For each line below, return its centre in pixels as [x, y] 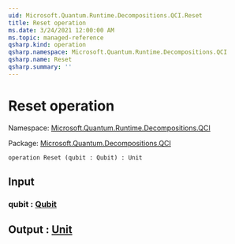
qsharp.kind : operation [47, 45]
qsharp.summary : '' [40, 67]
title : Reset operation [47, 23]
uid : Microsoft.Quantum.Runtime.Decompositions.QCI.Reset [105, 15]
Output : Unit [40, 230]
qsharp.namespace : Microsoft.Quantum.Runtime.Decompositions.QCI [117, 52]
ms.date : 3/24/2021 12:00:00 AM [61, 30]
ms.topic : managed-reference [56, 38]
